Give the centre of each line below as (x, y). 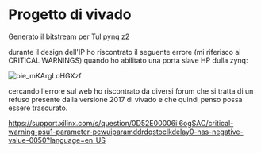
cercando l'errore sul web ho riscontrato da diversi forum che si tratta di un (131, 91)
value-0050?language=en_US (57, 140)
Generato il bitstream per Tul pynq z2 (69, 36)
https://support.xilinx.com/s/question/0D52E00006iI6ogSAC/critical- (121, 123)
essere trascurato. (38, 108)
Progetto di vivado (70, 15)
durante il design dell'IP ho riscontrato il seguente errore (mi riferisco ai (125, 52)
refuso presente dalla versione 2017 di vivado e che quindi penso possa (125, 99)
